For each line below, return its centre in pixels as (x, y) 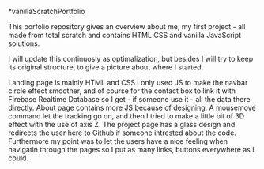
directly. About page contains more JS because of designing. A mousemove (132, 107)
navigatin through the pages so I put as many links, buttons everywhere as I (131, 150)
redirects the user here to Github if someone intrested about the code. (123, 133)
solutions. (24, 43)
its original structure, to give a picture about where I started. (106, 67)
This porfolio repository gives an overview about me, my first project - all (127, 26)
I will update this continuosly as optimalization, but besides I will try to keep (131, 59)
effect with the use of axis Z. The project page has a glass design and (122, 124)
